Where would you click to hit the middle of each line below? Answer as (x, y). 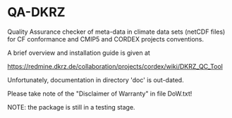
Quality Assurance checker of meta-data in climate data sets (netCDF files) (116, 32)
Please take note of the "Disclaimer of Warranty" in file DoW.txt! (100, 93)
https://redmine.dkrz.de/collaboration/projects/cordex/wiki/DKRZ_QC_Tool (115, 66)
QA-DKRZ (36, 12)
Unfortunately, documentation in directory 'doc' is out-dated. (96, 80)
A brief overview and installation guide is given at (79, 53)
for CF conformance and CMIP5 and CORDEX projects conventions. (106, 39)
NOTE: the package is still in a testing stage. (71, 107)
